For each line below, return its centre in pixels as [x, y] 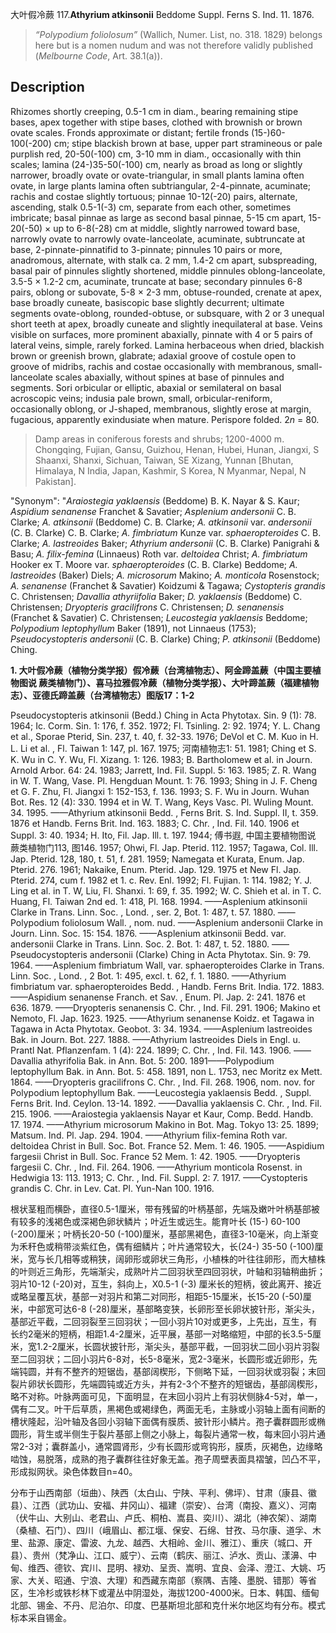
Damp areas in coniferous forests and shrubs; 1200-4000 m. [159, 439]
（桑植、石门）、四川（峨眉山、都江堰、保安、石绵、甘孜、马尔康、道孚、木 [166, 1530]
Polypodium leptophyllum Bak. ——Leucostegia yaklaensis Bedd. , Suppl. [161, 1092]
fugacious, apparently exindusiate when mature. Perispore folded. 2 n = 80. [165, 419]
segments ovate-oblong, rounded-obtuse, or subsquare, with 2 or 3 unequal [167, 313]
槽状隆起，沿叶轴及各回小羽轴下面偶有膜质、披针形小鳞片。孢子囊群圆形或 [163, 1421]
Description [47, 87]
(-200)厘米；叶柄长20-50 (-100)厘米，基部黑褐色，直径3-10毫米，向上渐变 [164, 1234]
